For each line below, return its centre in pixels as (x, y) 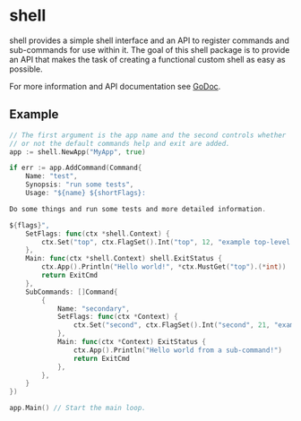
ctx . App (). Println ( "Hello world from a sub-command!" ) (177, 350)
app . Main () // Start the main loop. (77, 408)
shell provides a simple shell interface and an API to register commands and (149, 40)
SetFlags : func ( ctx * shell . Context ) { (98, 234)
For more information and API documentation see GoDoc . (115, 86)
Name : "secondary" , (93, 309)
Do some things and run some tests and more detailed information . (138, 209)
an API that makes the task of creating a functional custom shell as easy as (147, 59)
